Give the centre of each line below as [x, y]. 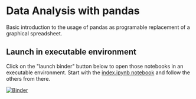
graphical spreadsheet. [34, 33]
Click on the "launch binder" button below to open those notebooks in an [95, 66]
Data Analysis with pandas [73, 11]
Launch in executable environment [71, 52]
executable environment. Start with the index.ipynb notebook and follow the [98, 72]
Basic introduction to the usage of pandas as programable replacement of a [98, 27]
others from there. [28, 78]
